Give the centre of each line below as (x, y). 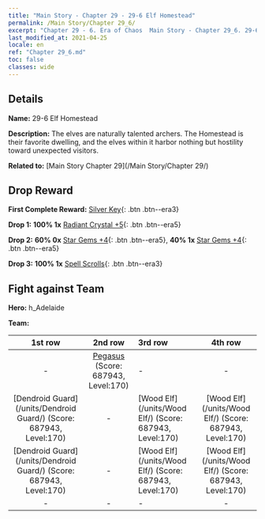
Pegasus (108, 356)
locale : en (26, 45)
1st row (46, 343)
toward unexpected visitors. (53, 150)
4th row (226, 343)
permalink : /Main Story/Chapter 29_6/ (72, 23)
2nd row (108, 343)
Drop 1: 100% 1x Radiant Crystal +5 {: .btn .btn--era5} (95, 225)
